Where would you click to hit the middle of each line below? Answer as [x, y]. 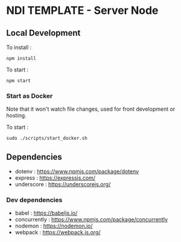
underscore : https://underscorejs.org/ [63, 185]
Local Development [43, 33]
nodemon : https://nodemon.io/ [54, 226]
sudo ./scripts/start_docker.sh [47, 139]
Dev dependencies [34, 200]
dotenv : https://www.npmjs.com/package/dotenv [77, 172]
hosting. [16, 116]
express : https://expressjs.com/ [55, 178]
